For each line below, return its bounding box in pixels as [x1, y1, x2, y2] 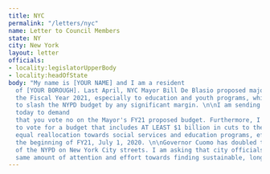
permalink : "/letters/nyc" [8, 19, 99, 27]
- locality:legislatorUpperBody [8, 64, 117, 72]
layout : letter [8, 49, 59, 57]
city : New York [8, 42, 59, 50]
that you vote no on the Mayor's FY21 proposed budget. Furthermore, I [15, 116, 261, 124]
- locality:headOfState [8, 71, 88, 79]
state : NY [8, 34, 42, 42]
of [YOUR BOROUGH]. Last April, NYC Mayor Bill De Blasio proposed [15, 86, 247, 95]
